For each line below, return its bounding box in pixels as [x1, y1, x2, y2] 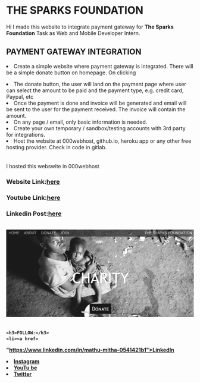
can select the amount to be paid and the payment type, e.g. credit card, [6, 87, 184, 94]
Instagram [14, 357, 40, 365]
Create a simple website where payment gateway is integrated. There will [14, 62, 193, 70]
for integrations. [6, 131, 46, 138]
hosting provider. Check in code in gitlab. [6, 143, 107, 150]
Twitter [14, 370, 32, 378]
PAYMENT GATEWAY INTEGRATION [6, 47, 142, 57]
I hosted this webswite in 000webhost [6, 162, 99, 169]
